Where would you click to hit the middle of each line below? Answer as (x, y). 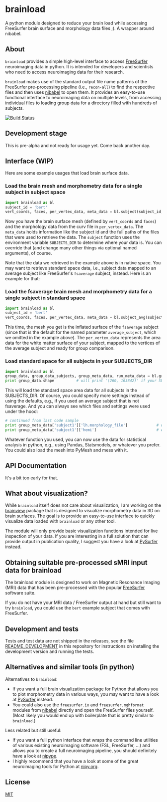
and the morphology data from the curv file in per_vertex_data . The (74, 227)
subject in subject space (35, 192)
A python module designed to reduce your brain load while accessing (76, 23)
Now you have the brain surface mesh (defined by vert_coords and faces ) (81, 221)
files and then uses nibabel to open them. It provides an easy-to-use (75, 92)
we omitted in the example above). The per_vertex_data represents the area (83, 338)
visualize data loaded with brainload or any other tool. (60, 521)
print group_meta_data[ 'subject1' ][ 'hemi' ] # (82, 430)
